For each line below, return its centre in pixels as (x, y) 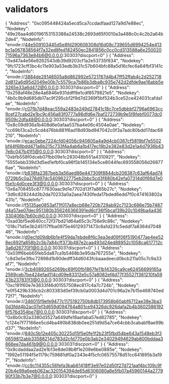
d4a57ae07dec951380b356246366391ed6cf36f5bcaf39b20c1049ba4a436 (83, 210)
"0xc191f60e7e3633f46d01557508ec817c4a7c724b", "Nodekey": (72, 285)
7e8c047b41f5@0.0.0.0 (29, 151)
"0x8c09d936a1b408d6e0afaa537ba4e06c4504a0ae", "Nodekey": (75, 125)
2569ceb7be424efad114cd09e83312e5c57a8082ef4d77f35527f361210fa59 (84, 274)
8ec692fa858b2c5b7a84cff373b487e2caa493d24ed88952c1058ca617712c (84, 242)
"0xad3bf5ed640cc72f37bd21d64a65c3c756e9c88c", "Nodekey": (74, 221)
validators (27, 9)
